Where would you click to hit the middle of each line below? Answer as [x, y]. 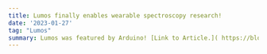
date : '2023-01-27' [41, 23]
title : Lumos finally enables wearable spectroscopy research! [115, 15]
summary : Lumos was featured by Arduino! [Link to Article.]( [113, 38]
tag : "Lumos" [30, 30]
